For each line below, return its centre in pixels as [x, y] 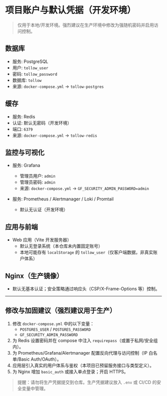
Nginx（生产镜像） [34, 276]
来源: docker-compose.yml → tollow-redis [55, 135]
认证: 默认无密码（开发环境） [42, 123]
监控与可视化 [25, 152]
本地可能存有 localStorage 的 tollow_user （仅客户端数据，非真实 [86, 252]
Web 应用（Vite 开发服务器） [42, 240]
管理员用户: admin [38, 176]
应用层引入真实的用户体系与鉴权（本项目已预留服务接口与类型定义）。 [83, 365]
